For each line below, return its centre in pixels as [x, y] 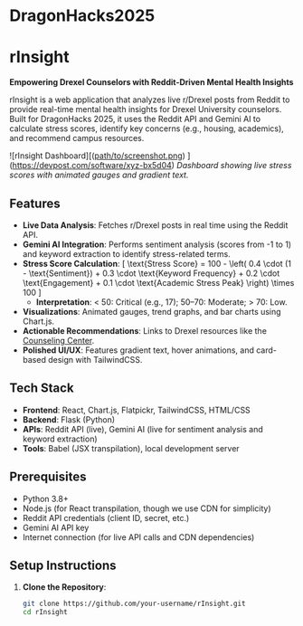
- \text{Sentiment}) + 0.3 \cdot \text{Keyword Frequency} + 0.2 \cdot [151, 273]
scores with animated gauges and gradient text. [99, 175]
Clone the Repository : [64, 587]
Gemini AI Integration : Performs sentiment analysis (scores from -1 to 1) [157, 244]
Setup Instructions [63, 565]
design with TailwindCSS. [95, 359]
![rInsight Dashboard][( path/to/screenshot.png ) [97, 156]
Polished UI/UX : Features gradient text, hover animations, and [138, 350]
